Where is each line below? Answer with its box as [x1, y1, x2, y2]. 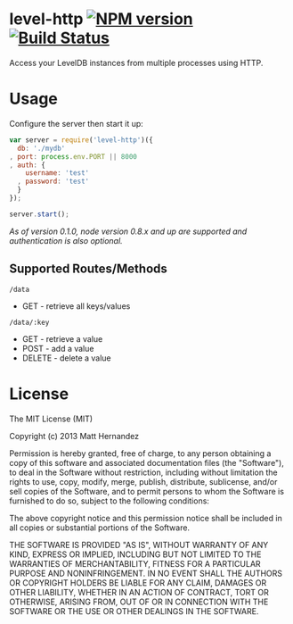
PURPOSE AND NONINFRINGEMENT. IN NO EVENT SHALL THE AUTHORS [9, 568, 283, 578]
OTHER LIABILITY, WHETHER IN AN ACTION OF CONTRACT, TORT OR [9, 587, 269, 597]
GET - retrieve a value [21, 333, 103, 344]
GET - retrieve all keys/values [21, 300, 131, 312]
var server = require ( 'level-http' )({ [9, 135, 153, 145]
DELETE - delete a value [21, 353, 111, 363]
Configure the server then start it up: [9, 118, 144, 129]
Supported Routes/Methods [9, 262, 167, 277]
